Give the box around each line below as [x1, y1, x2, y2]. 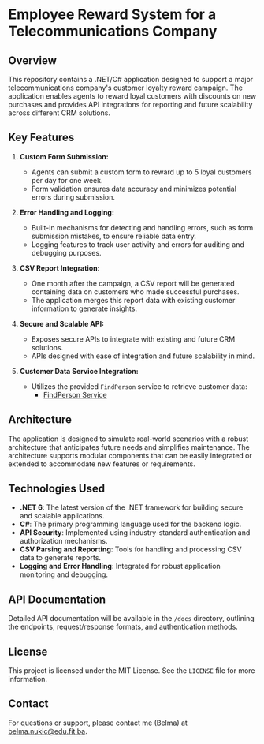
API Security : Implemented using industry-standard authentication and [19, 528, 251, 537]
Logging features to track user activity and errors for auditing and [31, 239, 244, 249]
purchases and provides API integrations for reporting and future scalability [8, 100, 253, 109]
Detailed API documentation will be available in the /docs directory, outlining [8, 614, 255, 623]
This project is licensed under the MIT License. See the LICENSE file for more [8, 666, 255, 675]
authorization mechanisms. [19, 537, 108, 546]
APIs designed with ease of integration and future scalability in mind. [31, 351, 255, 361]
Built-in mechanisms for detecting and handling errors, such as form [31, 222, 254, 232]
